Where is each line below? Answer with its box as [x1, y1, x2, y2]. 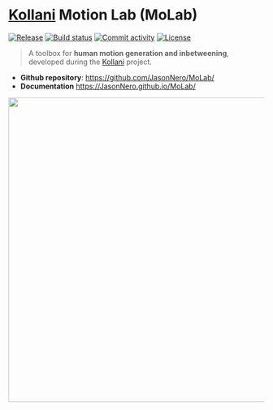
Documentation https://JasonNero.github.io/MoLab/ [19, 81, 197, 91]
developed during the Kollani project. [28, 57, 153, 67]
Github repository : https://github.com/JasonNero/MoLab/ [19, 72, 215, 82]
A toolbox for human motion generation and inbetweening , [28, 48, 229, 58]
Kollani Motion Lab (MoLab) [8, 6, 198, 24]
